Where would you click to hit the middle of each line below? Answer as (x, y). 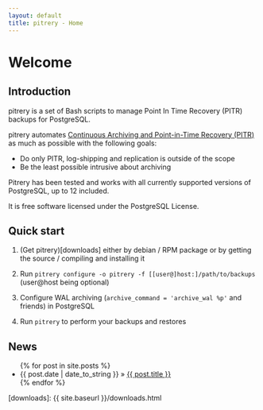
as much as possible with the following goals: (83, 143)
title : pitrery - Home (46, 23)
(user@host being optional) (64, 282)
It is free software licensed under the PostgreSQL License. (104, 206)
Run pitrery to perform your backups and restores (103, 322)
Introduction (40, 92)
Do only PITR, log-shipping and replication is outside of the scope (128, 158)
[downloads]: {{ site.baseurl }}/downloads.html (85, 398)
